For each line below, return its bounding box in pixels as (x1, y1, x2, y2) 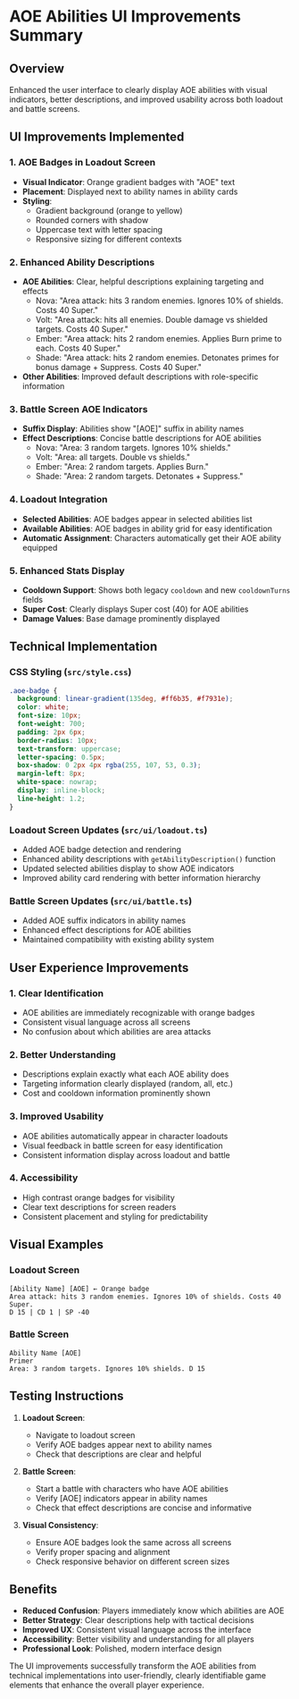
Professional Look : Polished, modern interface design (21, 1644, 222, 1654)
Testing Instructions (9, 1389, 124, 1404)
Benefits (9, 1582, 58, 1597)
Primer (9, 1357, 34, 1365)
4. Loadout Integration (9, 494, 108, 506)
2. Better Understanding (9, 1048, 116, 1061)
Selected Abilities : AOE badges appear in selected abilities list (21, 513, 253, 524)
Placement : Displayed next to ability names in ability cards (21, 186, 238, 197)
